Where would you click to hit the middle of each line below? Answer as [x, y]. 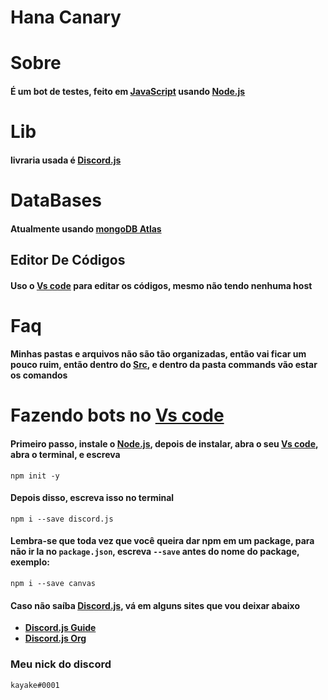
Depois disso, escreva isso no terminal [92, 498]
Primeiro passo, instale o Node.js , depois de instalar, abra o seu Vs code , [164, 444]
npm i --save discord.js [62, 519]
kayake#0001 [35, 685]
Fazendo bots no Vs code [117, 415]
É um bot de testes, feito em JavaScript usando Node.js [128, 91]
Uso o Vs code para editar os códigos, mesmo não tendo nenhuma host [161, 285]
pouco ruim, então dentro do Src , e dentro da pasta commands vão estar [164, 365]
